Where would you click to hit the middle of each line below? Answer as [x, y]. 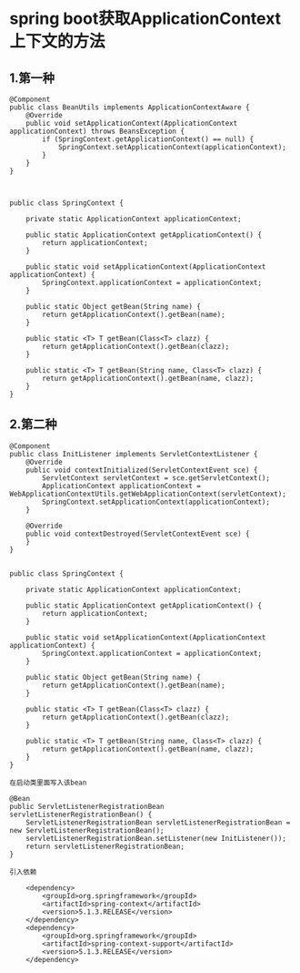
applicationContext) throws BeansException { [97, 131]
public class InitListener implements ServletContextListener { [134, 454]
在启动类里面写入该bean [48, 783]
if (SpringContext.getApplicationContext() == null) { [148, 139]
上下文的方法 [58, 41]
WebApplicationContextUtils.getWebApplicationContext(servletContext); [148, 494]
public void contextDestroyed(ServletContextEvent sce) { [138, 534]
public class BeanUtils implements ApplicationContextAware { [130, 108]
